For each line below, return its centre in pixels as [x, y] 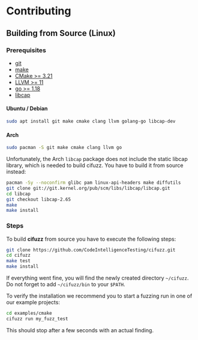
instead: [16, 172]
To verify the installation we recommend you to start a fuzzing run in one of [99, 296]
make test [19, 261]
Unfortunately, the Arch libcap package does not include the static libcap [97, 159]
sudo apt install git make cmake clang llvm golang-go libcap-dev [91, 122]
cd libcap [19, 194]
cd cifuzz [19, 256]
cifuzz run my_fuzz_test [37, 318]
